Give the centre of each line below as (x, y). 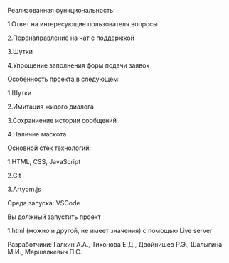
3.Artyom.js (24, 189)
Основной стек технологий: (49, 148)
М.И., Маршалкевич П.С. (45, 252)
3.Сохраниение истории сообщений (62, 120)
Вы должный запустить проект (54, 217)
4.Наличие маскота (37, 134)
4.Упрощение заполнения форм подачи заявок (79, 65)
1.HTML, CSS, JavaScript (44, 162)
